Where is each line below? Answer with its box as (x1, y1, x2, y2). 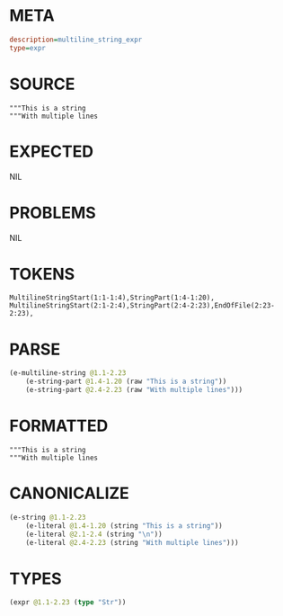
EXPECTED (9, 141, 94, 162)
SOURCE (9, 74, 75, 94)
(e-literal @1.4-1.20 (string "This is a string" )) (25, 521, 223, 531)
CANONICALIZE (9, 483, 130, 504)
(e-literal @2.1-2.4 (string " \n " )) (25, 530, 164, 539)
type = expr (9, 43, 47, 52)
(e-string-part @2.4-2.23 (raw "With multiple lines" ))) (25, 386, 243, 395)
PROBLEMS (9, 202, 96, 223)
